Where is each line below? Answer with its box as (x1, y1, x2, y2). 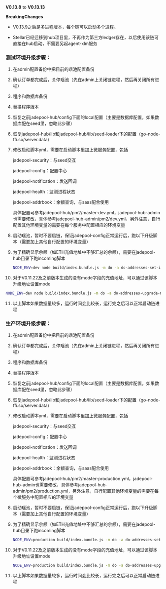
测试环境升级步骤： (5, 54, 51, 61)
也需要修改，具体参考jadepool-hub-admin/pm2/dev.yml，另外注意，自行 (12, 216, 161, 222)
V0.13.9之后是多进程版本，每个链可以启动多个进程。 (12, 24, 119, 30)
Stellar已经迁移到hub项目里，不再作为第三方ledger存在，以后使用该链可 (12, 35, 159, 40)
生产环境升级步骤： (5, 320, 51, 327)
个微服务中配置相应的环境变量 (12, 494, 73, 500)
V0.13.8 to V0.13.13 (5, 4, 45, 10)
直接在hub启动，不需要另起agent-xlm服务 (12, 40, 98, 46)
